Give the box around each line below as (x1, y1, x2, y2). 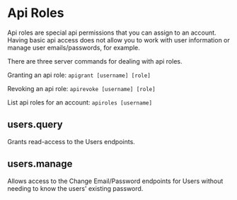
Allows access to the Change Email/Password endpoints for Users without (7, 177, 224, 185)
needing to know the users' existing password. (7, 184, 144, 192)
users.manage (7, 158, 73, 170)
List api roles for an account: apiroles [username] (7, 98, 153, 107)
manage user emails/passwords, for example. (7, 43, 140, 52)
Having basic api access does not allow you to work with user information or (7, 35, 230, 44)
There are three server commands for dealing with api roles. (7, 57, 183, 65)
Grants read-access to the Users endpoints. (7, 137, 136, 146)
